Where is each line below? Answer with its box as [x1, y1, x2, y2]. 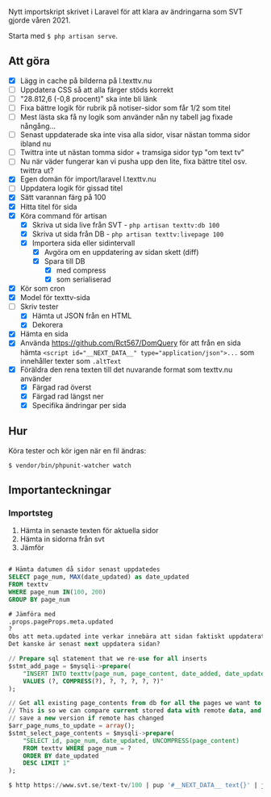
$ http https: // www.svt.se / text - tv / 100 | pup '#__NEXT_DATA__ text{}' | [8, 782, 258, 790]
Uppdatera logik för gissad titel [19, 183, 123, 193]
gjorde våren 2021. [8, 15, 71, 25]
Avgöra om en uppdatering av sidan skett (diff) [44, 247, 199, 257]
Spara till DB [44, 256, 85, 265]
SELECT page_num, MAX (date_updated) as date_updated [8, 573, 190, 582]
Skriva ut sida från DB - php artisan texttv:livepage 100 [31, 229, 224, 239]
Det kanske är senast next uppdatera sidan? [8, 641, 161, 649]
